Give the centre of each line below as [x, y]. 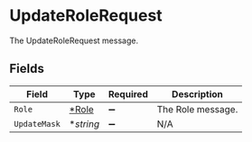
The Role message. [197, 109]
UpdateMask [37, 124]
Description [197, 93]
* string [84, 124]
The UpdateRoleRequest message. [74, 40]
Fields [27, 69]
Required [128, 93]
